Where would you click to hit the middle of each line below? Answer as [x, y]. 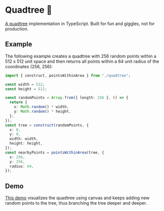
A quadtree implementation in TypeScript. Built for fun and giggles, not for [80, 24]
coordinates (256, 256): [29, 66]
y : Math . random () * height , [42, 111]
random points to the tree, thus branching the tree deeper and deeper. [76, 203]
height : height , [26, 144]
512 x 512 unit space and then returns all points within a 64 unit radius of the [82, 61]
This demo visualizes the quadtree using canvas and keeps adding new [77, 198]
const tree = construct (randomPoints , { [47, 125]
